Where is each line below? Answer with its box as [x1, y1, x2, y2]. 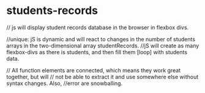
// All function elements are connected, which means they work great [6, 66, 181, 74]
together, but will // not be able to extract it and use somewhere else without [6, 73, 199, 80]
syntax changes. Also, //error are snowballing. [6, 80, 123, 87]
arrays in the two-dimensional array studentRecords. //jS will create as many [6, 42, 199, 49]
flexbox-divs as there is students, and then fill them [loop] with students [6, 48, 188, 55]
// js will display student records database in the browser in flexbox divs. [6, 24, 189, 31]
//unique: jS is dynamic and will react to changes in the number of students [6, 35, 196, 43]
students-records [6, 4, 99, 18]
